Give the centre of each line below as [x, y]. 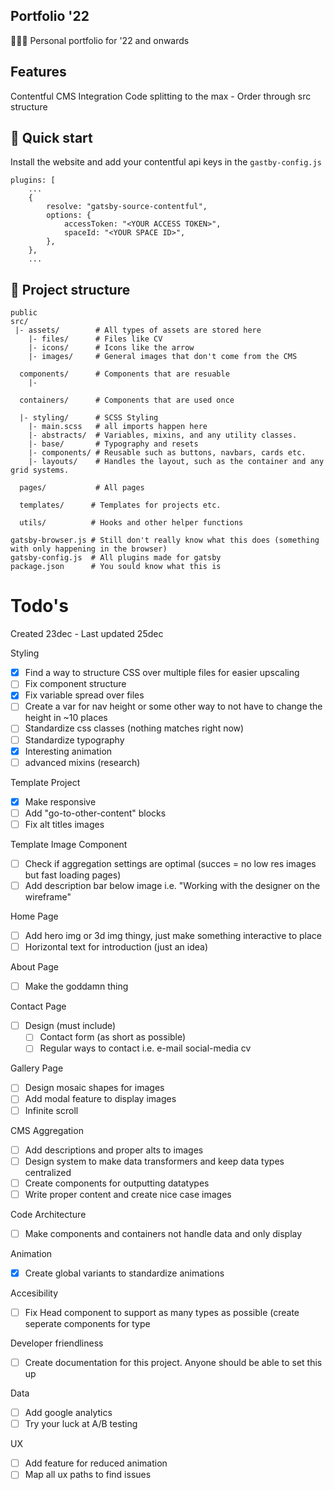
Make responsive [60, 801]
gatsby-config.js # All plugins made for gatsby [116, 558]
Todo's [39, 606]
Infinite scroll [51, 1110]
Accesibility [34, 1293]
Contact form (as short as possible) [113, 1037]
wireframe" [48, 897]
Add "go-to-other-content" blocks [95, 813]
